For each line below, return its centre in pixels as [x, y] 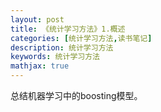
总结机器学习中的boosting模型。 [76, 95]
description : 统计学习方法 [62, 47]
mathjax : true [40, 66]
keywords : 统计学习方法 [55, 57]
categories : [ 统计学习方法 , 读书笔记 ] [81, 38]
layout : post [37, 19]
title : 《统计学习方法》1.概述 [68, 29]
